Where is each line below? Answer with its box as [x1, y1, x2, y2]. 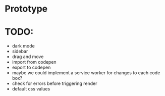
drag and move [12, 54, 44, 60]
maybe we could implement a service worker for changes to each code [12, 70, 160, 76]
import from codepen [12, 59, 57, 65]
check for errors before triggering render [12, 80, 97, 86]
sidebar [12, 49, 28, 55]
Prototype [5, 3, 48, 15]
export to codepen [12, 64, 51, 71]
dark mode [12, 43, 35, 49]
